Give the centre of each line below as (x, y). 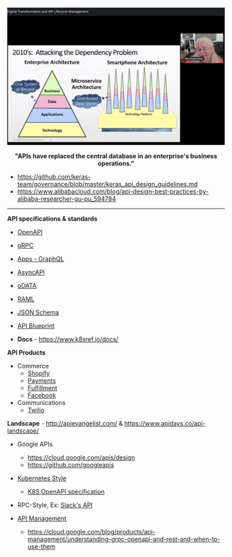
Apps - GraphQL (40, 259)
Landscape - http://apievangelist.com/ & (65, 424)
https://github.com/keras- (54, 177)
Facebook (42, 395)
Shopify (39, 373)
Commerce (33, 366)
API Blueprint (36, 326)
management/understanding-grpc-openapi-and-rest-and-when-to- (124, 539)
